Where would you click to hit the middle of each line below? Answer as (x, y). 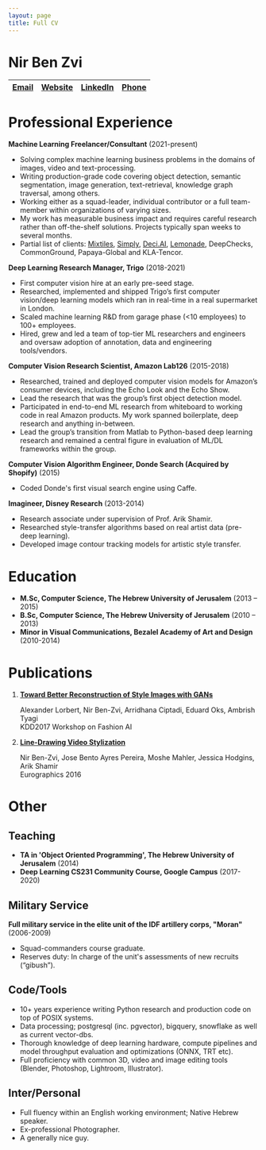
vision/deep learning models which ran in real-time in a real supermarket (139, 300)
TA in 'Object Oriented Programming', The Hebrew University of (127, 855)
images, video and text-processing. (78, 168)
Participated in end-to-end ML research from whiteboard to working (131, 407)
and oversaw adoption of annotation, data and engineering (116, 342)
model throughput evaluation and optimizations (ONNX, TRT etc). (126, 1051)
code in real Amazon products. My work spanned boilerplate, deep (129, 415)
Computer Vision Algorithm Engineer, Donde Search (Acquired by (119, 465)
